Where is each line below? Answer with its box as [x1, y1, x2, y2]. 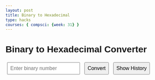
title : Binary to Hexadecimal [5, 12, 70, 17]
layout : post [5, 8, 33, 13]
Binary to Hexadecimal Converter [5, 44, 147, 55]
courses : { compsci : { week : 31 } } [5, 22, 80, 27]
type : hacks [5, 17, 31, 23]
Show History [116, 65, 147, 71]
